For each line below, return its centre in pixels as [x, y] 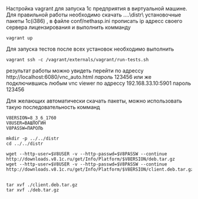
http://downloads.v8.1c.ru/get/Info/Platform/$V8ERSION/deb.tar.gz [91, 159]
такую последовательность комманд [53, 107]
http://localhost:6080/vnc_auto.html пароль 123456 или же [79, 77]
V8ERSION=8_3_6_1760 [32, 118]
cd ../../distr [25, 144]
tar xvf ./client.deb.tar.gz [42, 185]
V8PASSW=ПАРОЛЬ [25, 128]
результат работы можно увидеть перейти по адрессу [75, 71]
